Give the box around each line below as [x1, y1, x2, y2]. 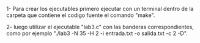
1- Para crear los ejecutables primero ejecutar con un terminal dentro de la [6, 5, 194, 12]
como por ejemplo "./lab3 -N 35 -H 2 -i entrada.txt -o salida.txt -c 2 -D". [6, 30, 188, 37]
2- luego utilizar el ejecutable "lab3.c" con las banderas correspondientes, [6, 24, 194, 30]
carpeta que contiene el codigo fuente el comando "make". [6, 12, 155, 19]
